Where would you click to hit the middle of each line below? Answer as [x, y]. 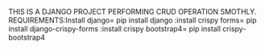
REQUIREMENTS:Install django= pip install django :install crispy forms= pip [132, 20]
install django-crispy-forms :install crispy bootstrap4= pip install [115, 29]
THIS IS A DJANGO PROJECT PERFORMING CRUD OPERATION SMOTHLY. [132, 12]
